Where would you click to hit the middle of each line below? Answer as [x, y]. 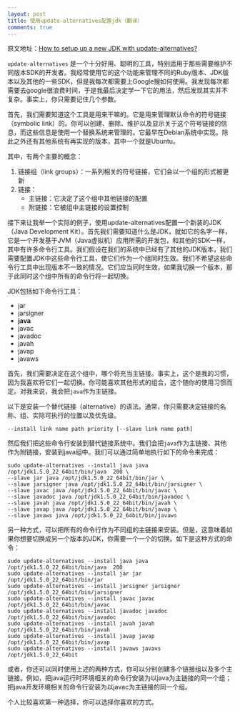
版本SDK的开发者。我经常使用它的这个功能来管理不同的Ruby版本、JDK [118, 73]
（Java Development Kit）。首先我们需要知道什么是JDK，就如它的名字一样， [119, 231]
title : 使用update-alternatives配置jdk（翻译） [75, 21]
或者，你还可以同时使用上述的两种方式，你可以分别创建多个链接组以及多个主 [120, 669]
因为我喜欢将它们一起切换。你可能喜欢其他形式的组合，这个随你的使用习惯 [117, 382]
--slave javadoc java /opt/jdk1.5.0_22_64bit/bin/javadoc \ [99, 497]
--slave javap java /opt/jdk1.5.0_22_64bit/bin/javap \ [92, 509]
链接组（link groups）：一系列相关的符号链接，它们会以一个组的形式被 [120, 171]
